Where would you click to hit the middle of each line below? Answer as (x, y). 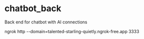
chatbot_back (33, 9)
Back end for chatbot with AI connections (46, 22)
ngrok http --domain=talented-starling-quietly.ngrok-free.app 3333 (72, 31)
